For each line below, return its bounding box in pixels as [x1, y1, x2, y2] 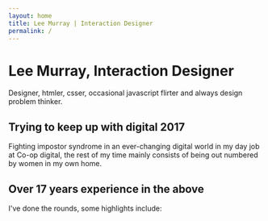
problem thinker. [8, 97, 63, 106]
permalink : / [8, 27, 52, 35]
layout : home [8, 11, 52, 20]
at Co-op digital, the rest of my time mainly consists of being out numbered [8, 150, 258, 160]
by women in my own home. [8, 159, 103, 169]
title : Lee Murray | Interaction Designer [8, 19, 153, 27]
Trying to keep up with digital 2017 [8, 120, 186, 134]
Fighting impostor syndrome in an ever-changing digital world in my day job [8, 142, 260, 152]
